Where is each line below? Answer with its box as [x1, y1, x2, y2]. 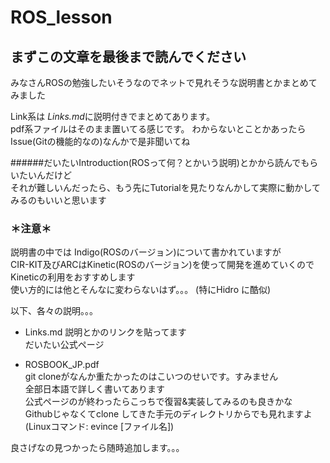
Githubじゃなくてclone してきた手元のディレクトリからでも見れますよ [24, 408, 313, 420]
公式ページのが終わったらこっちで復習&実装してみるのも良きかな [24, 396, 293, 408]
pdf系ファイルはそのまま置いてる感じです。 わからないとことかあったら [10, 123, 307, 135]
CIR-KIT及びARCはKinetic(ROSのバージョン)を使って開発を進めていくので [10, 259, 315, 271]
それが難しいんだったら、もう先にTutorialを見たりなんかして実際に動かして [10, 182, 321, 193]
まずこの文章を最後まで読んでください [10, 48, 247, 65]
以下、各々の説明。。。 [10, 305, 98, 317]
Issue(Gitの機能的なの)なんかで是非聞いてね [10, 136, 191, 147]
